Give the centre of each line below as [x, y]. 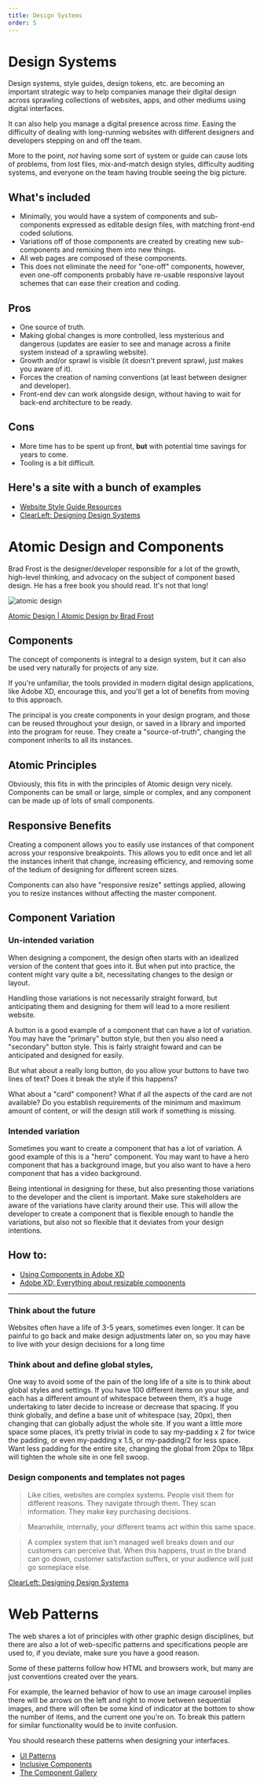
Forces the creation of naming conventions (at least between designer [133, 377]
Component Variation [62, 918]
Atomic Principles [52, 765]
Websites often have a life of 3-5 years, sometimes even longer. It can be [126, 1327]
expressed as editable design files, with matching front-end [158, 225]
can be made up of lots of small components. [81, 801]
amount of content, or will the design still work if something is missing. [122, 1111]
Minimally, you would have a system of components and [110, 217]
